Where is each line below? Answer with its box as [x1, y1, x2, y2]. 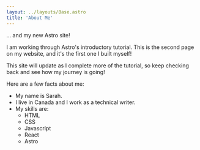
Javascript [24, 124, 51, 132]
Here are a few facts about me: [6, 80, 84, 88]
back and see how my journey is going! [6, 68, 105, 75]
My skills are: [15, 105, 49, 112]
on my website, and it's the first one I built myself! [6, 50, 132, 57]
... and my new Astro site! [6, 31, 70, 39]
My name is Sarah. [15, 92, 62, 99]
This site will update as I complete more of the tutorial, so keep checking [6, 62, 190, 69]
